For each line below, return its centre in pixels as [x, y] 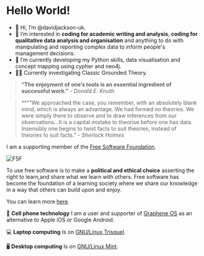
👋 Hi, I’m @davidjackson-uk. [50, 27]
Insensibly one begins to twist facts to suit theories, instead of [99, 128]
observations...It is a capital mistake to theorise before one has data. [107, 122]
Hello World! [38, 11]
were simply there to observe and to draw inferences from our [99, 116]
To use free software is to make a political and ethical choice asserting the [100, 170]
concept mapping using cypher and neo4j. [68, 66]
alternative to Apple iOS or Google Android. [60, 220]
